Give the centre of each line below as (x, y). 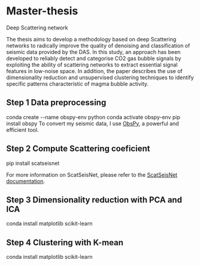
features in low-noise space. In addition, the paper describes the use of (94, 71)
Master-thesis (42, 11)
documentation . (26, 181)
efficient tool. (22, 129)
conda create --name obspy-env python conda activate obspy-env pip (93, 117)
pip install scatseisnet (33, 163)
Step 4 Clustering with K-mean (65, 242)
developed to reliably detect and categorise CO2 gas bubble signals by (94, 58)
